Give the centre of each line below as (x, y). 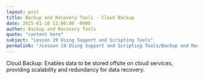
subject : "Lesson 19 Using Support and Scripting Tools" (80, 40)
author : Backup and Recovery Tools (51, 29)
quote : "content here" (35, 35)
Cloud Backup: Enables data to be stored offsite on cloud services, (90, 63)
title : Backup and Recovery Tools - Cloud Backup (70, 18)
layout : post (23, 12)
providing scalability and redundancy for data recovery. (76, 69)
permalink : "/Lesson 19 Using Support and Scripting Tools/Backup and (97, 46)
